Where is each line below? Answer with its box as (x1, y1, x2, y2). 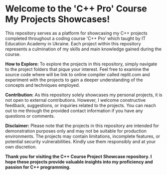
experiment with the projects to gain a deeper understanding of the (5, 77, 143, 83)
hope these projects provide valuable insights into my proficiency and (5, 159, 153, 165)
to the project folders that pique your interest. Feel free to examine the (5, 66, 150, 72)
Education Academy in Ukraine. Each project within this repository (5, 40, 141, 46)
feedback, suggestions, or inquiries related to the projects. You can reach (5, 102, 156, 108)
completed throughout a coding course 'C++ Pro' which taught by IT (5, 35, 146, 41)
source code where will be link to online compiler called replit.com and (5, 71, 151, 77)
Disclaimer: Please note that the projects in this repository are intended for (5, 123, 160, 129)
